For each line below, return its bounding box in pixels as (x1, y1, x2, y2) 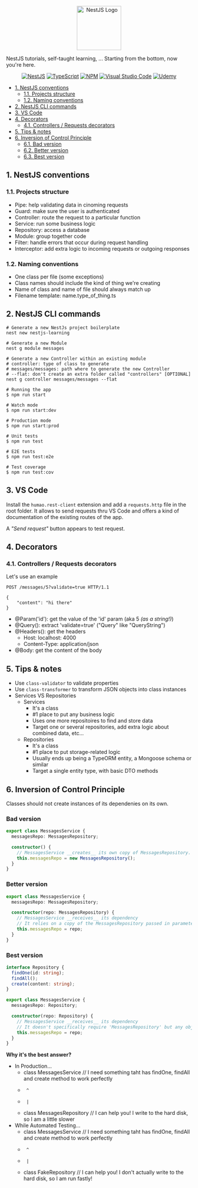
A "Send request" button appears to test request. (6, 525, 126, 532)
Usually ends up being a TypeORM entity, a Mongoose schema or (32, 755, 192, 762)
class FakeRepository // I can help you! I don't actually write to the (23, 1169, 184, 1176)
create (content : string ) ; (11, 981, 75, 987)
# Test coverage (6, 464, 46, 470)
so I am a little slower (23, 1115, 75, 1123)
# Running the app (6, 386, 51, 392)
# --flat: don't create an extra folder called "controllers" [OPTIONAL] (6, 371, 192, 377)
